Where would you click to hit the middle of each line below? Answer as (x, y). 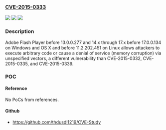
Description (20, 31)
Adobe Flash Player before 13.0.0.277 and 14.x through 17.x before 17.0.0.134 (83, 42)
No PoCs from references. (32, 99)
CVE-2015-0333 (26, 7)
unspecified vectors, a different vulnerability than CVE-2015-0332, (74, 58)
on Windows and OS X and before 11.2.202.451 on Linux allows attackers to (83, 47)
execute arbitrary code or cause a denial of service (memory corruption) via (83, 53)
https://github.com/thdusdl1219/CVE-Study (57, 122)
